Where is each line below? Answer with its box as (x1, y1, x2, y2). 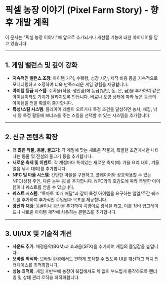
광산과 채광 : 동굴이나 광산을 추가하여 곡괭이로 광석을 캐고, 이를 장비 (12, 203, 142, 209)
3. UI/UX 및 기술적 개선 (5, 229, 72, 238)
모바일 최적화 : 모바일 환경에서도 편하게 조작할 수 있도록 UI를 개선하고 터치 (12, 256, 154, 262)
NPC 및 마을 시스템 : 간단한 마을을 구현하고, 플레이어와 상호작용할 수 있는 (12, 171, 152, 177)
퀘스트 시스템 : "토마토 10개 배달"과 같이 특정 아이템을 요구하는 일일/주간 (12, 190, 150, 196)
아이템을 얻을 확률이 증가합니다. (12, 100, 73, 106)
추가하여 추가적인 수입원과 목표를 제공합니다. (21, 196, 108, 202)
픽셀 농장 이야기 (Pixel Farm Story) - (5, 4, 149, 16)
